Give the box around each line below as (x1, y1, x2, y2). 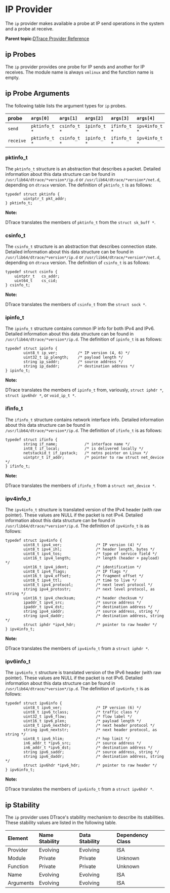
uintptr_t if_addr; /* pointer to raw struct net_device (23, 455, 164, 460)
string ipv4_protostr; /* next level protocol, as (23, 587, 155, 592)
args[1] (59, 115, 78, 121)
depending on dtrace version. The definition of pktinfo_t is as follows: (5, 181, 153, 188)
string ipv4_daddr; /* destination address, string (23, 613, 164, 619)
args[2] (85, 115, 104, 121)
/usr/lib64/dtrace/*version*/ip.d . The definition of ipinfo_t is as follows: (5, 336, 162, 343)
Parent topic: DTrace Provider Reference (5, 35, 90, 42)
